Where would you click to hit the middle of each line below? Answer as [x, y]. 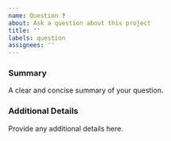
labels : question [37, 38]
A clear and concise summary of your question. [86, 90]
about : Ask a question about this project [80, 23]
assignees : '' [32, 45]
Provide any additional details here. [66, 128]
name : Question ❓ [37, 16]
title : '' [25, 30]
